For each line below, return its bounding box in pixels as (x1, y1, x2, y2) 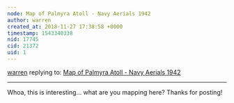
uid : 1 (7, 49, 26, 56)
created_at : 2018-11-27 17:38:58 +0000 (7, 23, 123, 30)
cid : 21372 (7, 42, 39, 49)
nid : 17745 (7, 36, 39, 43)
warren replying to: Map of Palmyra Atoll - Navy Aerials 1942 (7, 68, 181, 77)
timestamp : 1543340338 (7, 29, 73, 37)
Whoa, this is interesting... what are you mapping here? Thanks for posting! (7, 88, 223, 96)
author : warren (7, 17, 52, 24)
